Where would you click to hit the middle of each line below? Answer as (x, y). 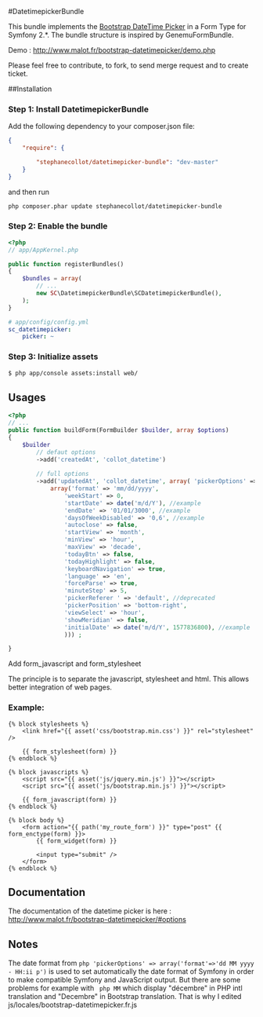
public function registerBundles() (66, 264)
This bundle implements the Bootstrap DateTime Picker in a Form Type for (127, 26)
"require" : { (43, 148)
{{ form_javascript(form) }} (70, 799)
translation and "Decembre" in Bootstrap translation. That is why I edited (125, 997)
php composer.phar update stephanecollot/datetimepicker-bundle (115, 206)
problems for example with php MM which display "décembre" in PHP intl (125, 988)
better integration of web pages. (60, 687)
